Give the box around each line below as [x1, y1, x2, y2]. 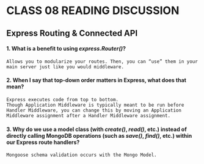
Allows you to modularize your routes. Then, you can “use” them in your [6, 59, 199, 65]
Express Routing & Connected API [6, 28, 138, 38]
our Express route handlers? [6, 138, 80, 146]
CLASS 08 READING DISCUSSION [6, 4, 180, 18]
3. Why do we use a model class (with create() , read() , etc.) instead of [6, 126, 188, 133]
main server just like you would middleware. [6, 63, 124, 70]
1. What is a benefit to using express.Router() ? [6, 45, 126, 52]
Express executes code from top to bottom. [6, 96, 119, 102]
